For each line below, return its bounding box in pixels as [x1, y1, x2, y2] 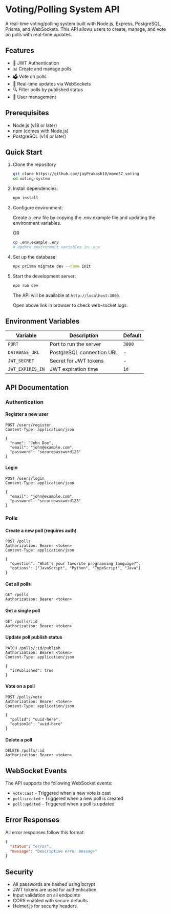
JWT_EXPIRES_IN [8, 366, 45, 372]
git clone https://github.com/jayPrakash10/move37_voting [12, 172, 139, 177]
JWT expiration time [49, 366, 98, 373]
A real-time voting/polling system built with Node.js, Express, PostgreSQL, [5, 20, 162, 27]
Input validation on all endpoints [12, 892, 80, 898]
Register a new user [5, 411, 49, 417]
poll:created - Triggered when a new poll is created [12, 795, 124, 801]
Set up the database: [12, 253, 57, 260]
